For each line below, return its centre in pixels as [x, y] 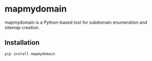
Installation [22, 43]
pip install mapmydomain [30, 54]
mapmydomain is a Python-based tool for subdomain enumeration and [76, 22]
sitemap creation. [22, 27]
